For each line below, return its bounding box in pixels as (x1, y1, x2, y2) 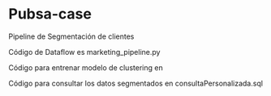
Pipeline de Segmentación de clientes (8, 31, 135, 41)
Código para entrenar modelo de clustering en (8, 62, 164, 73)
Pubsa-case (8, 5, 92, 23)
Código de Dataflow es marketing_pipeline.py (8, 47, 161, 56)
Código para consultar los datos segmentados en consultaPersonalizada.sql (8, 78, 264, 88)
